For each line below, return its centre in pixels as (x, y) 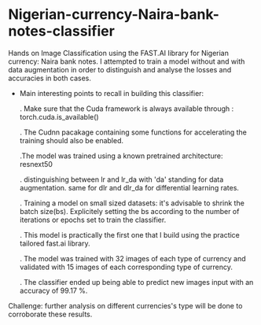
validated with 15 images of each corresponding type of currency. (126, 267)
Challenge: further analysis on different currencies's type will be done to (125, 305)
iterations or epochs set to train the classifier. (93, 220)
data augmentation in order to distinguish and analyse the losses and (120, 69)
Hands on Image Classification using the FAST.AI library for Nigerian (119, 53)
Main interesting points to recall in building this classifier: (112, 93)
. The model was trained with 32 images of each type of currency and (132, 258)
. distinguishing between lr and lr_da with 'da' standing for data (121, 179)
